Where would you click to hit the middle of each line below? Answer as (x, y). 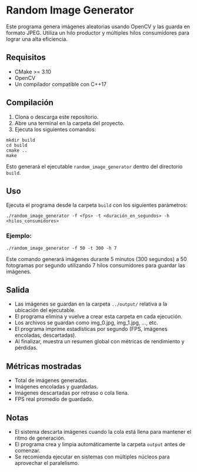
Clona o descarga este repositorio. (56, 117)
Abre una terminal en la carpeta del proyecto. (69, 123)
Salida (18, 290)
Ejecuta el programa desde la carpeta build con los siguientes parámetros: (97, 205)
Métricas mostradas (44, 366)
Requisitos (26, 57)
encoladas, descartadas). (45, 335)
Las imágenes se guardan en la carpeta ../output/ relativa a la (91, 304)
